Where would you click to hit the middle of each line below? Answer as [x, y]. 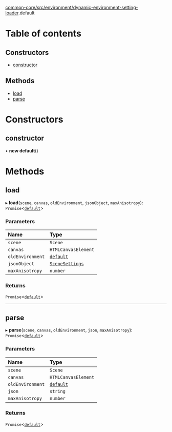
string [57, 391]
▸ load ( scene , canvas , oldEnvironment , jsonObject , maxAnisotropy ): [74, 203]
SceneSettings [67, 264]
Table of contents [44, 34]
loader [12, 13]
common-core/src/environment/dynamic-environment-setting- [72, 7]
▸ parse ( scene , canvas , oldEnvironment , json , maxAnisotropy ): [69, 330]
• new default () [22, 150]
